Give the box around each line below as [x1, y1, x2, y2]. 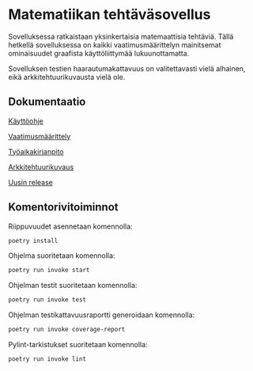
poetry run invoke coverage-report [8, 326, 126, 334]
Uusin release [8, 177, 53, 187]
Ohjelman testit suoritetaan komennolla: [8, 281, 138, 290]
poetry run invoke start [8, 267, 90, 274]
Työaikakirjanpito [8, 146, 64, 156]
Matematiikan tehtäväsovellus [8, 6, 211, 24]
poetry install [8, 237, 59, 244]
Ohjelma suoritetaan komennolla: [8, 251, 115, 260]
